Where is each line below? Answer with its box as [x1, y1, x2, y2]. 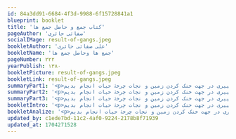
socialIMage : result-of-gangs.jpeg [7, 37, 112, 44]
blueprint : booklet [7, 17, 65, 24]
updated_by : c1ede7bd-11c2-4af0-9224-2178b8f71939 [7, 114, 159, 121]
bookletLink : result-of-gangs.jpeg [7, 75, 112, 83]
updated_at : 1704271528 [7, 121, 77, 128]
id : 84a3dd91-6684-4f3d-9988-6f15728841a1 [7, 10, 133, 18]
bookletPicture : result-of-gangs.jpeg [7, 69, 121, 76]
